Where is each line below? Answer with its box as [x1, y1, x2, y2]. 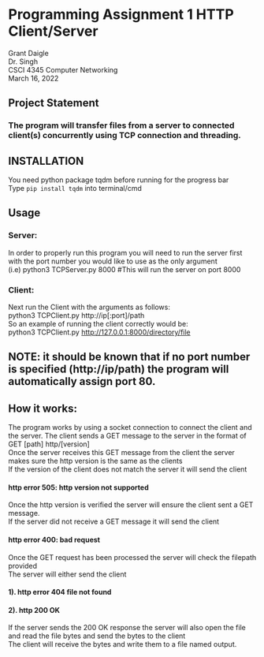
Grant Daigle [8, 48, 49, 58]
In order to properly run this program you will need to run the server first [8, 248, 243, 257]
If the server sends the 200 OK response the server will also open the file [8, 623, 246, 633]
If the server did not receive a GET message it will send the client [8, 517, 219, 526]
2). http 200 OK [8, 605, 61, 614]
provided [8, 561, 38, 570]
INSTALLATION [8, 154, 84, 167]
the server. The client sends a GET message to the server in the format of [8, 431, 247, 441]
